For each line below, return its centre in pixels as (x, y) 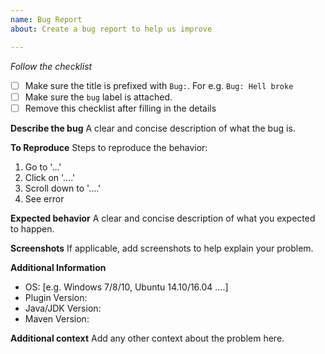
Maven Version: (57, 318)
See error (44, 198)
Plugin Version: (56, 297)
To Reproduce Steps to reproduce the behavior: (109, 147)
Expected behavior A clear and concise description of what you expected (163, 218)
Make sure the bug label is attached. (98, 97)
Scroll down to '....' (63, 188)
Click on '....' (50, 177)
